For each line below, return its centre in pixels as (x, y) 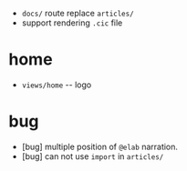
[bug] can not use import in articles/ (93, 156)
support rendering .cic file (72, 23)
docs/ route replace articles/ (78, 13)
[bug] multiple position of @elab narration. (100, 146)
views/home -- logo (57, 85)
